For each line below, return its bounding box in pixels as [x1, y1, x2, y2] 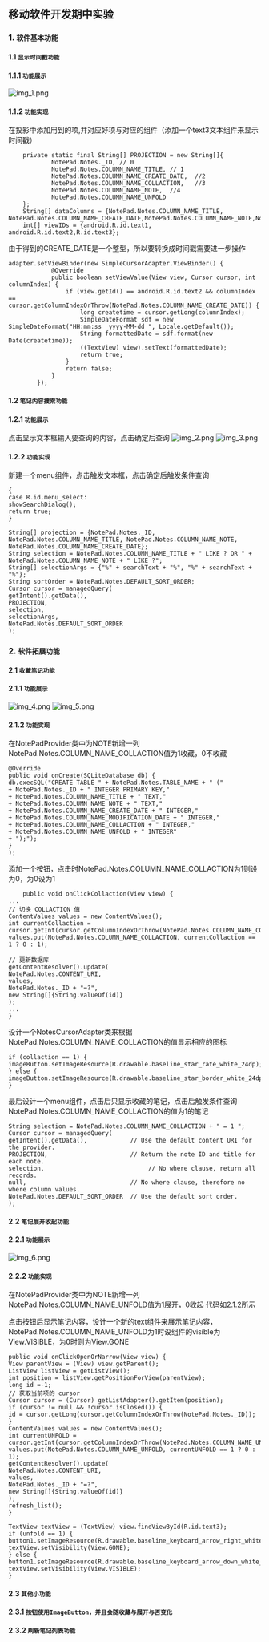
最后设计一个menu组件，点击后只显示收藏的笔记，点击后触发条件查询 [8, 1097, 238, 1106]
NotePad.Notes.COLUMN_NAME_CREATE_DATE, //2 [50, 172, 206, 180]
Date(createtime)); [8, 337, 74, 345]
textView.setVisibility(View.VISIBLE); [8, 1565, 142, 1573]
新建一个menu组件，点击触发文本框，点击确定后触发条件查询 [8, 471, 210, 480]
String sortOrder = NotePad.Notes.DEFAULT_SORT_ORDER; [8, 578, 195, 586]
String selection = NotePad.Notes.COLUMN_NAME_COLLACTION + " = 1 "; [8, 1122, 246, 1130]
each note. [8, 1158, 45, 1166]
